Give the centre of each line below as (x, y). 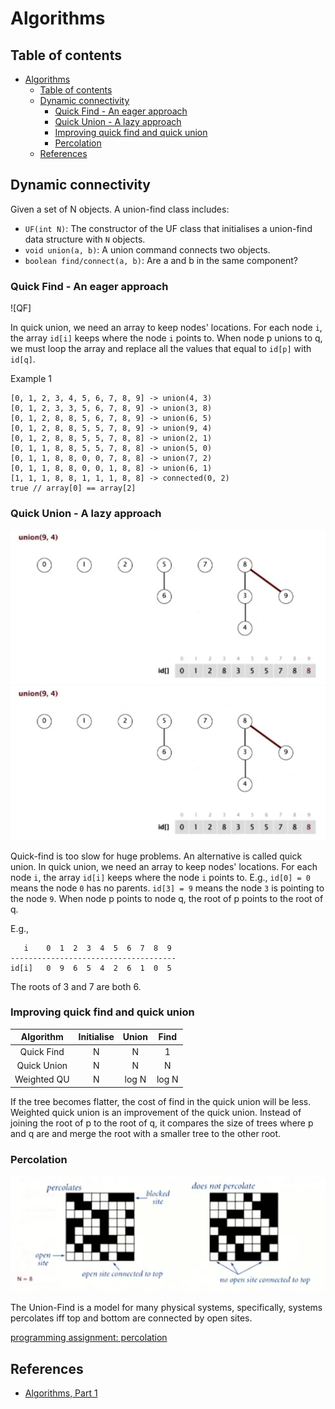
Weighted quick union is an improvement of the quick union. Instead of (156, 1112)
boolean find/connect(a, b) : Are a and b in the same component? (161, 260)
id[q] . (23, 359)
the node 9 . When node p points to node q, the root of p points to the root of (167, 898)
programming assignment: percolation (89, 1338)
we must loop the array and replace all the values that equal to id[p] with (161, 349)
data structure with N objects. (85, 239)
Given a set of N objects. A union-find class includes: (120, 209)
